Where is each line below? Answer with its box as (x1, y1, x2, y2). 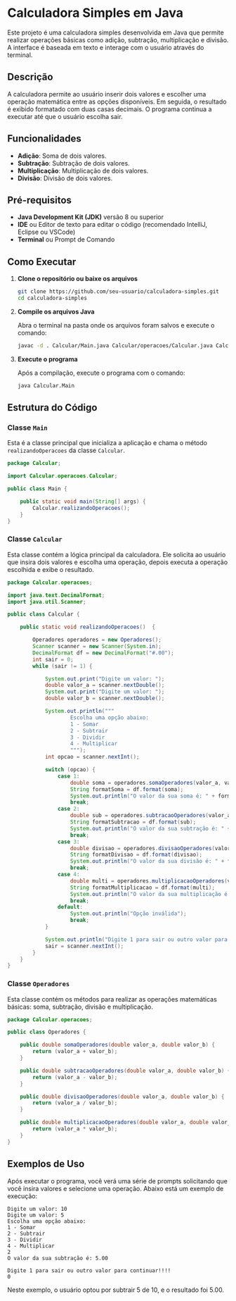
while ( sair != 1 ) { (32, 662, 93, 670)
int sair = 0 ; (32, 656, 74, 663)
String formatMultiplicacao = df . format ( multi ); (70, 884, 216, 891)
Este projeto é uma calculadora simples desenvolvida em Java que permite (7, 28, 225, 37)
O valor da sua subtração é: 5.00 (7, 1255, 109, 1262)
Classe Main (7, 423, 48, 432)
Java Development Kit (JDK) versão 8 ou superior (17, 213, 164, 221)
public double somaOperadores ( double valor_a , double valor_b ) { (20, 1041, 216, 1049)
